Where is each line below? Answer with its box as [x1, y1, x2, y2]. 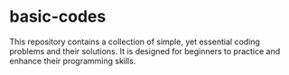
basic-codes [9, 6, 107, 27]
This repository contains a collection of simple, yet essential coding [9, 36, 260, 47]
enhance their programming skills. [9, 55, 136, 66]
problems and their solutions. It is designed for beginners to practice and [9, 45, 281, 56]
